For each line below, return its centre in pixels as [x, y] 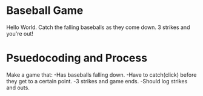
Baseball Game [45, 11]
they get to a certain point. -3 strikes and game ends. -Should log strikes [97, 81]
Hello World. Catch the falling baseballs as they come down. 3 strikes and [98, 27]
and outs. [18, 88]
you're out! [20, 33]
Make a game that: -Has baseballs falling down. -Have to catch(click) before [101, 75]
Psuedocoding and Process [77, 58]
